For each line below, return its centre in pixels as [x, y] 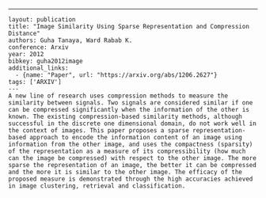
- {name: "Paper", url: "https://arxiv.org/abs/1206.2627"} [116, 75]
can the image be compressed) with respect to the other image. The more [133, 158]
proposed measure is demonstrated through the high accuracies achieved [131, 179]
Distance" [25, 33]
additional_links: [38, 68]
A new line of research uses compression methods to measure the [118, 96]
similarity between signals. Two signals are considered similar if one [131, 103]
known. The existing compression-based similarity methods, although [125, 116]
